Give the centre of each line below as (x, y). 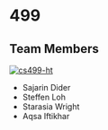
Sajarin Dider (46, 87)
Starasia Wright (51, 107)
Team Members (54, 49)
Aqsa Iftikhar (46, 116)
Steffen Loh (44, 97)
